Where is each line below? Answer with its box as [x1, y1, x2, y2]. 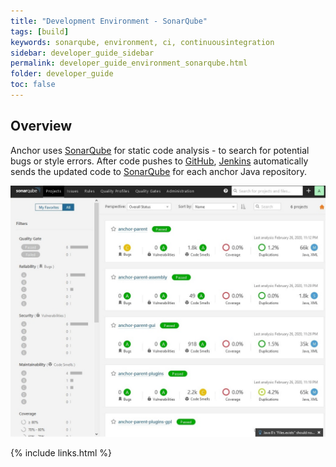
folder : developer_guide [10, 69, 114, 79]
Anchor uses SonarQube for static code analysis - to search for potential [10, 144, 310, 156]
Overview [10, 118, 73, 135]
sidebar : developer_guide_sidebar [10, 48, 155, 58]
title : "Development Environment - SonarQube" [10, 16, 208, 26]
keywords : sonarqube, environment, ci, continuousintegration [10, 37, 275, 47]
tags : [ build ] [10, 26, 70, 37]
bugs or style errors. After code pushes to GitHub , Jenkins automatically [10, 155, 309, 167]
